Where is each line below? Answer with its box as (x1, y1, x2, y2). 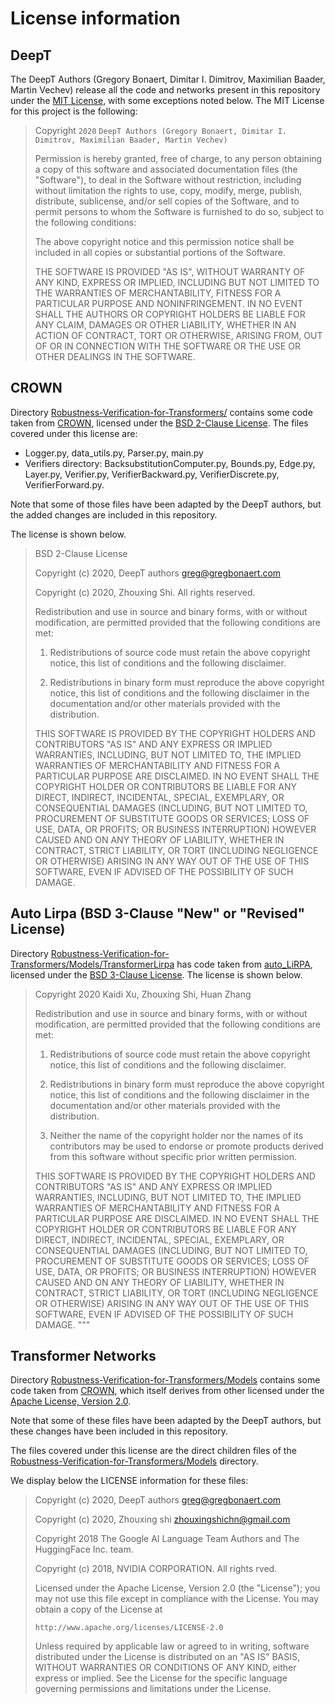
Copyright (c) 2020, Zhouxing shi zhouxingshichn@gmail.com (34, 1513, 291, 1526)
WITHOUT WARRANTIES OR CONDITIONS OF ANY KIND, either (34, 1662, 297, 1674)
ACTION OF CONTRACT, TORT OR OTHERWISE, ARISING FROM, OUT (34, 330, 323, 341)
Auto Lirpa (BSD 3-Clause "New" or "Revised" (10, 905, 306, 922)
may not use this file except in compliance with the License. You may (34, 1593, 320, 1605)
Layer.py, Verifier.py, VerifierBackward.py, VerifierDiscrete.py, (24, 468, 280, 480)
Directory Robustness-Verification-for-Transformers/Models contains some (10, 1374, 321, 1386)
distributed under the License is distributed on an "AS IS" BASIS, (34, 1651, 301, 1663)
